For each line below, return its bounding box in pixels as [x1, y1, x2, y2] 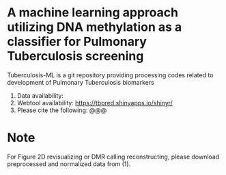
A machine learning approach [7, 5, 179, 21]
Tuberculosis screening [7, 49, 144, 64]
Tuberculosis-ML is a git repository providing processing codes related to [7, 70, 214, 79]
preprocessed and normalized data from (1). [7, 159, 131, 168]
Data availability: [16, 91, 63, 100]
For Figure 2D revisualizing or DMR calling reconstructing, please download [7, 152, 220, 161]
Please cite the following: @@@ [16, 106, 107, 114]
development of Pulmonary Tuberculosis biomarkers [7, 78, 155, 86]
